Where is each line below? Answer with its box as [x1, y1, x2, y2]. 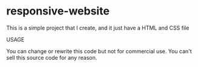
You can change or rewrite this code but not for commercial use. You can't [6, 47, 192, 55]
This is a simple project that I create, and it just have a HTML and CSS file [6, 24, 190, 31]
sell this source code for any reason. [6, 54, 97, 61]
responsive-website [6, 4, 110, 18]
